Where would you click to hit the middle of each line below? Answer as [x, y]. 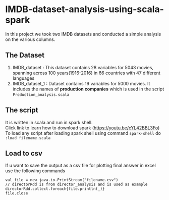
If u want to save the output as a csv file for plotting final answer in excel [81, 166]
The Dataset [25, 55]
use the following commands [35, 171]
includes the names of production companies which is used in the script [88, 89]
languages [23, 78]
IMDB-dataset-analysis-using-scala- [84, 9]
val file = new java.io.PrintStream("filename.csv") [62, 180]
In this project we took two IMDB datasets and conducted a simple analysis [83, 34]
